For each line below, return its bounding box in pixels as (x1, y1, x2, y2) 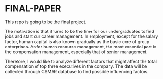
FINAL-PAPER (5, 3, 61, 14)
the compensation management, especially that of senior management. (5, 49, 148, 55)
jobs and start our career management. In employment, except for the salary (5, 33, 158, 39)
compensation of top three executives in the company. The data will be (5, 63, 147, 69)
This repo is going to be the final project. (5, 19, 87, 25)
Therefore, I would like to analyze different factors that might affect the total (5, 58, 157, 64)
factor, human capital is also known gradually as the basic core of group (5, 38, 150, 44)
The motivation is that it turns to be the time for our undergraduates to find (5, 28, 154, 34)
